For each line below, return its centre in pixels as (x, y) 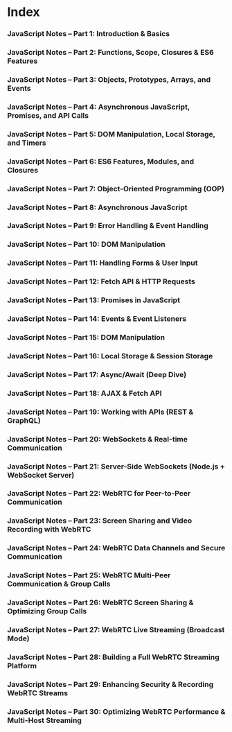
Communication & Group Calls (59, 584)
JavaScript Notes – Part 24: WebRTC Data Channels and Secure (116, 548)
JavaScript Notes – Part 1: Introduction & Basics (89, 34)
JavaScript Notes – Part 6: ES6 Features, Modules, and (101, 162)
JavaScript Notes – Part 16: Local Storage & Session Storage (110, 356)
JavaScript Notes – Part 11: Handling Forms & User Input (102, 263)
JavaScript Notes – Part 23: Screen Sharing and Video (100, 521)
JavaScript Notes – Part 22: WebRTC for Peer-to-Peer (99, 494)
